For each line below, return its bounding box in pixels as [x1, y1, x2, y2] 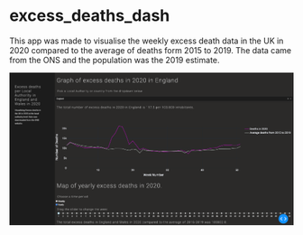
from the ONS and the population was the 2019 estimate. [9, 54, 220, 65]
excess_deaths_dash [9, 5, 170, 26]
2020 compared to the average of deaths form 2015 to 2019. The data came [9, 44, 292, 55]
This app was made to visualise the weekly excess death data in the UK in [9, 35, 284, 46]
